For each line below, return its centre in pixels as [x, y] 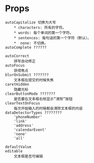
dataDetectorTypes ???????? [34, 113]
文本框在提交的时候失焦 [34, 80]
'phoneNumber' [28, 117]
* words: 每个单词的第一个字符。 [44, 33]
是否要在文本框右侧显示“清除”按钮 [43, 99]
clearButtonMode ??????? [30, 94]
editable [14, 151]
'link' [20, 121]
